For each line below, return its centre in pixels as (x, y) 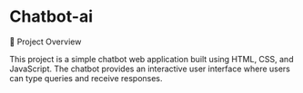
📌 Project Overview (45, 42)
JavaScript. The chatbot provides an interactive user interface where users (150, 69)
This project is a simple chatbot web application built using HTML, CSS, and (151, 59)
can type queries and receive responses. (86, 78)
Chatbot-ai (51, 17)
